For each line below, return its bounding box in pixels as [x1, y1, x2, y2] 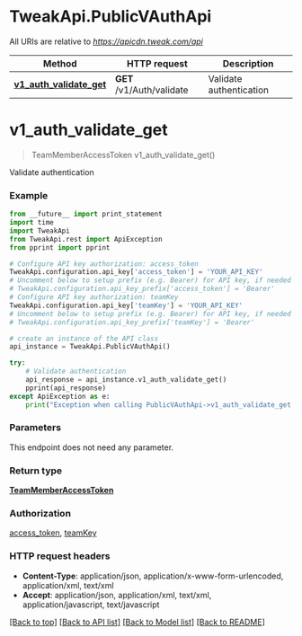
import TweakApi [9, 226, 70, 235]
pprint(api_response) [25, 384, 106, 393]
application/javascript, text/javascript [22, 599, 160, 610]
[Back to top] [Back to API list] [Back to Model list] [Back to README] [9, 616, 265, 627]
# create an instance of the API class [9, 334, 159, 343]
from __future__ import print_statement [9, 209, 164, 219]
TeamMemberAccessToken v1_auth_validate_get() [31, 149, 216, 160]
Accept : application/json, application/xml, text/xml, [22, 589, 212, 600]
